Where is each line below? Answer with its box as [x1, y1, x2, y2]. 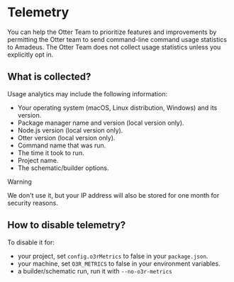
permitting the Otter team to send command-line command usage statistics [7, 35, 227, 43]
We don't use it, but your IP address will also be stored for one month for [7, 191, 220, 199]
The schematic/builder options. [17, 164, 109, 172]
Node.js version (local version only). [17, 125, 123, 135]
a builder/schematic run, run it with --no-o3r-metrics [17, 266, 172, 275]
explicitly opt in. [7, 50, 54, 59]
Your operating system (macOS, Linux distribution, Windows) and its [17, 103, 218, 112]
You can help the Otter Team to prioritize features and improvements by [7, 28, 217, 36]
